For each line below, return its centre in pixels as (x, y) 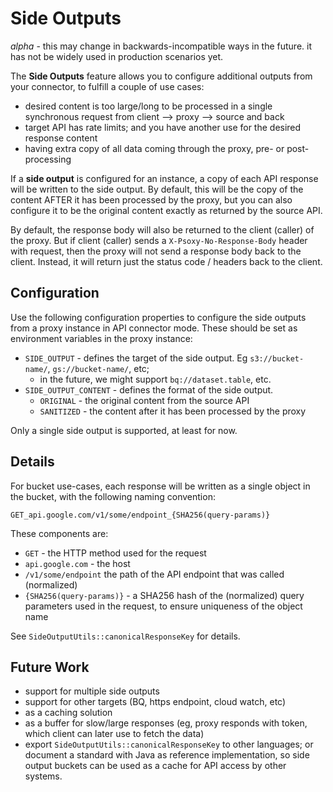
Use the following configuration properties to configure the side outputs (158, 317)
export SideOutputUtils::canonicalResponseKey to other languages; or (169, 744)
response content (61, 138)
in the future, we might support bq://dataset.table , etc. (155, 379)
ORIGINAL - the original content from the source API (144, 400)
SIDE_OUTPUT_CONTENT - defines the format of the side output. (149, 389)
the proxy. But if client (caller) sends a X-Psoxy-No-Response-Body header (159, 240)
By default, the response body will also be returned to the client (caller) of (162, 229)
